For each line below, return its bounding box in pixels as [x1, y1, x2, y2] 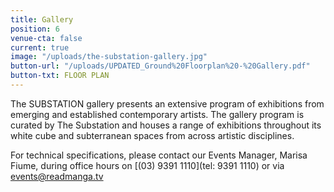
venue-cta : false [10, 33, 83, 43]
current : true [10, 42, 70, 53]
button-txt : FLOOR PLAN [10, 71, 110, 81]
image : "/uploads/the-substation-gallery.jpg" [10, 52, 208, 62]
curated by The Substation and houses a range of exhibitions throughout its [10, 119, 322, 131]
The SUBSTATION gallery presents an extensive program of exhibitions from [10, 97, 325, 110]
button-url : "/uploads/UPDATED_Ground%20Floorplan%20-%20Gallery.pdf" [10, 61, 311, 71]
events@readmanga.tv [10, 170, 104, 182]
